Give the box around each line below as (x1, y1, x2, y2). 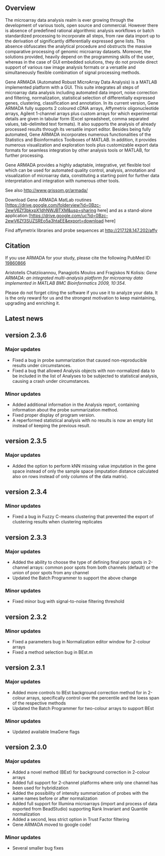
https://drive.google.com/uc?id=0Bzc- (30, 212, 108, 219)
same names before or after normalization (12, 795, 98, 801)
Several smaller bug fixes (12, 845, 64, 851)
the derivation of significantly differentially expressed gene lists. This (5, 38, 145, 44)
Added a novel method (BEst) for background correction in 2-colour (12, 769, 150, 775)
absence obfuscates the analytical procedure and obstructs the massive (5, 43, 152, 49)
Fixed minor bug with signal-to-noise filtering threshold (12, 598, 125, 604)
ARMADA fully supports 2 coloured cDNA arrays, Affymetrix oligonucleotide (5, 105, 159, 111)
